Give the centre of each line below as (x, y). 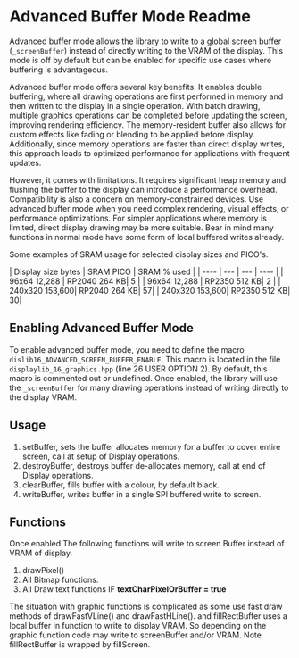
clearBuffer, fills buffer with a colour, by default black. (121, 485)
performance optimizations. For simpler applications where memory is (138, 218)
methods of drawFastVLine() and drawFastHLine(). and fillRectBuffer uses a (149, 616)
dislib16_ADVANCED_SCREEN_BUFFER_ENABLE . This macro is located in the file (145, 359)
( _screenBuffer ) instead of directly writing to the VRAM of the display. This (146, 50)
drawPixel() (43, 571)
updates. (25, 162)
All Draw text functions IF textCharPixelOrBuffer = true (124, 589)
